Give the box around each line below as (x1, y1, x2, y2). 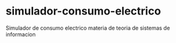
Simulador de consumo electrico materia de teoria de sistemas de (5, 24, 171, 31)
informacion (5, 30, 36, 38)
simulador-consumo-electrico (5, 4, 161, 18)
